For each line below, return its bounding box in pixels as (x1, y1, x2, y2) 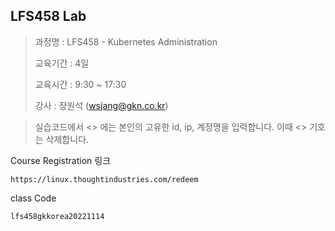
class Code (10, 192, 57, 204)
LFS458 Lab (10, 8, 87, 25)
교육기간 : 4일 (34, 57, 90, 69)
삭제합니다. (45, 133, 90, 145)
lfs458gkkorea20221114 (10, 211, 105, 221)
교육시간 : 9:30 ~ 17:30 (34, 78, 127, 90)
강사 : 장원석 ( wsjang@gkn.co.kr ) (34, 99, 169, 111)
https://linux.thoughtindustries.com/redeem (10, 174, 199, 184)
